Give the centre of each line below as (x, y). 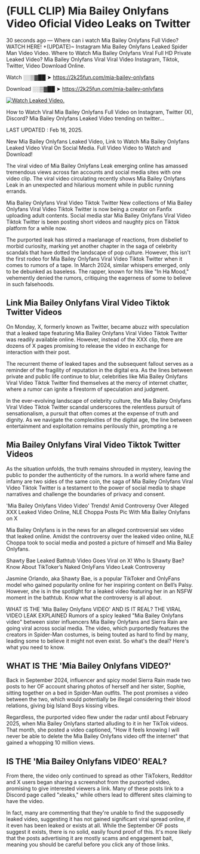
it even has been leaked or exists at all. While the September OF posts (92, 825)
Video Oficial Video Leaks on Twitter (99, 24)
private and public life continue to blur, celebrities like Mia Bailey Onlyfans (97, 376)
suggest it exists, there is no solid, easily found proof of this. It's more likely (99, 832)
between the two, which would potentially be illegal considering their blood (99, 699)
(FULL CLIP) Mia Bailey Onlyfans (87, 11)
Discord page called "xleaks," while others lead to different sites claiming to (99, 795)
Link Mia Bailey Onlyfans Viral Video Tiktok (88, 303)
